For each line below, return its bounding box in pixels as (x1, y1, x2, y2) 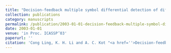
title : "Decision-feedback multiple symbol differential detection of (5, 7, 158, 13)
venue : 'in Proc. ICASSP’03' (5, 31, 67, 36)
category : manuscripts (5, 17, 53, 22)
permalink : (5, 21, 28, 27)
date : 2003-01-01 (5, 26, 42, 31)
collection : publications (5, 12, 60, 17)
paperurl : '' (5, 36, 33, 41)
